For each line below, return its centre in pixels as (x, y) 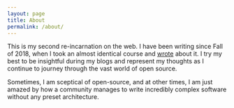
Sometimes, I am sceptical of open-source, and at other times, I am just (110, 82)
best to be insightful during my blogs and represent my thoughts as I (105, 61)
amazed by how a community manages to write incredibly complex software (117, 90)
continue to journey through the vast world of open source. (92, 69)
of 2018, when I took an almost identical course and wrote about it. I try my (115, 54)
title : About (26, 20)
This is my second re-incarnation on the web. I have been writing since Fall (115, 47)
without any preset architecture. (53, 97)
